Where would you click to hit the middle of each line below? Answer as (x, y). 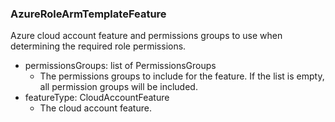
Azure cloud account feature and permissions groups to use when (146, 36)
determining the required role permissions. (98, 46)
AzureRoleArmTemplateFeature (88, 14)
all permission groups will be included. (118, 87)
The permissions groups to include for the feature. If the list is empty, (182, 76)
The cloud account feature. (95, 108)
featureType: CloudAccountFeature (97, 98)
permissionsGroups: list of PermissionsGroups (120, 66)
